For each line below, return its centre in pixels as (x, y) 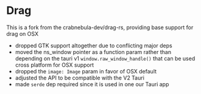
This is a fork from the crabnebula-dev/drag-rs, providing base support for (100, 27)
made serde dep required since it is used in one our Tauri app (92, 84)
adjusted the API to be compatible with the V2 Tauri (80, 78)
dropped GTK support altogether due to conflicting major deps (93, 45)
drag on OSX (22, 33)
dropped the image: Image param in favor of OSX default (86, 71)
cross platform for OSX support (55, 65)
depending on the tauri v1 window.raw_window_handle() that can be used (105, 58)
